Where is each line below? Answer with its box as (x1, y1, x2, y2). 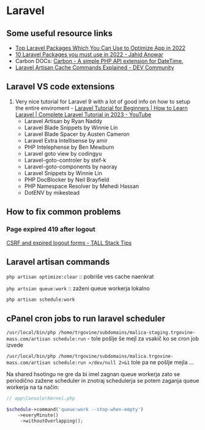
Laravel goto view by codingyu (24, 149, 102, 157)
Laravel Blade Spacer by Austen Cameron (24, 130, 130, 138)
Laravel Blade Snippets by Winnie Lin (24, 124, 118, 131)
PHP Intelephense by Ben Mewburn (24, 143, 114, 151)
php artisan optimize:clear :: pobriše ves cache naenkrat (6, 273, 154, 281)
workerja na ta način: (6, 383, 59, 391)
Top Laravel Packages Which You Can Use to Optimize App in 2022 (15, 44, 185, 51)
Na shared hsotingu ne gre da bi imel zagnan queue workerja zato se (6, 371, 181, 378)
